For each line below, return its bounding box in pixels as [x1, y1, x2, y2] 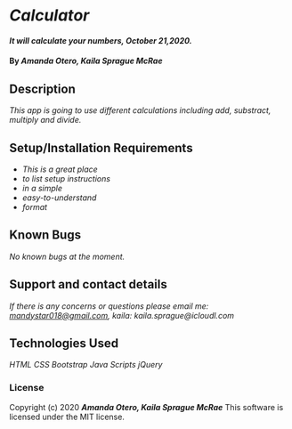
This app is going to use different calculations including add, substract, [9, 105, 272, 116]
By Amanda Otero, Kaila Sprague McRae [9, 55, 163, 67]
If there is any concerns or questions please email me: [9, 300, 209, 312]
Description [9, 81, 76, 96]
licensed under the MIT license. [9, 411, 125, 422]
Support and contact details [9, 277, 167, 292]
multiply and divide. [9, 115, 82, 125]
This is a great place [21, 164, 98, 174]
